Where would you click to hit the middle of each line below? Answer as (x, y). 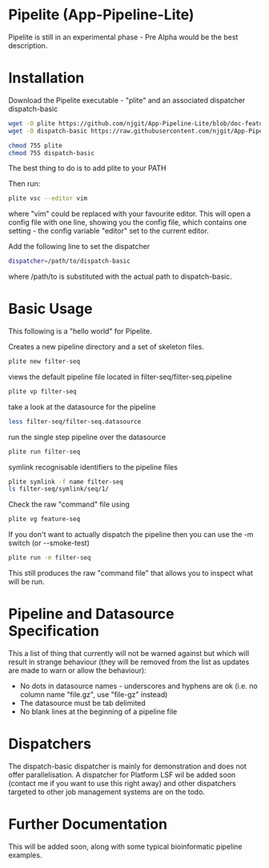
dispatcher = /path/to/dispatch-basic (69, 261)
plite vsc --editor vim (48, 198)
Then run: (24, 184)
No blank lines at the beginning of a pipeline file (98, 711)
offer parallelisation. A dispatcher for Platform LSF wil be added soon (122, 774)
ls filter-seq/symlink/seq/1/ (59, 489)
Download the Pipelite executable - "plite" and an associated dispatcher (127, 100)
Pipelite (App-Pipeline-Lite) (101, 15)
